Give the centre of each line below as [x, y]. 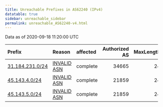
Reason [61, 52]
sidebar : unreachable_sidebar [36, 18]
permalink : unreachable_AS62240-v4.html [47, 23]
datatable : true [21, 14]
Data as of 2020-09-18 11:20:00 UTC [42, 37]
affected [86, 52]
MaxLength [147, 52]
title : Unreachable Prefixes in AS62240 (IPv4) [54, 9]
